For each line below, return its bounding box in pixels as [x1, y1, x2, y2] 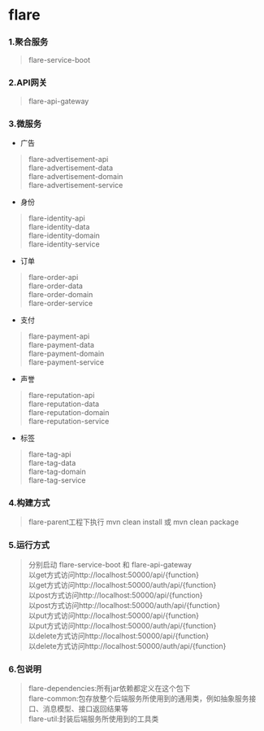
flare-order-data [28, 281, 84, 291]
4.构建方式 [8, 497, 50, 508]
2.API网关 [8, 77, 47, 89]
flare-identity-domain [28, 230, 100, 241]
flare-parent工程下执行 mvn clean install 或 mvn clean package [28, 517, 240, 527]
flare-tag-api [28, 449, 71, 459]
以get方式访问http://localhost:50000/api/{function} [28, 570, 199, 580]
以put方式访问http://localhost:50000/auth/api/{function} [28, 620, 217, 630]
